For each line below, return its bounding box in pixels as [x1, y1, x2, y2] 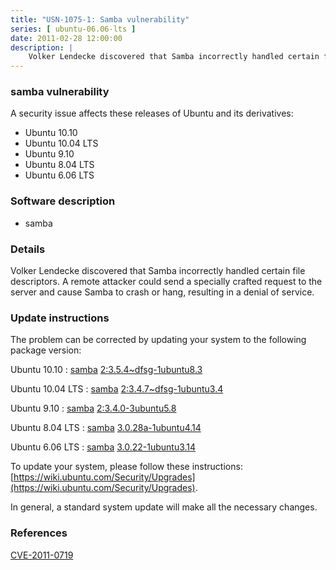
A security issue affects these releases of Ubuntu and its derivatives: [10, 107, 294, 120]
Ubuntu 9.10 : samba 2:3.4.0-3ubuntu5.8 [10, 402, 177, 415]
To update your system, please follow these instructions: [10, 461, 243, 473]
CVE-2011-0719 [10, 549, 74, 561]
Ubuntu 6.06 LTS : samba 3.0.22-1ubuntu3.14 [10, 441, 197, 453]
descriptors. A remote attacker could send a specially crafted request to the [10, 276, 323, 288]
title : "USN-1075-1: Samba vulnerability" [10, 14, 190, 25]
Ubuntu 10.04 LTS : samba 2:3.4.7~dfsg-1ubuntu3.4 [10, 383, 224, 395]
